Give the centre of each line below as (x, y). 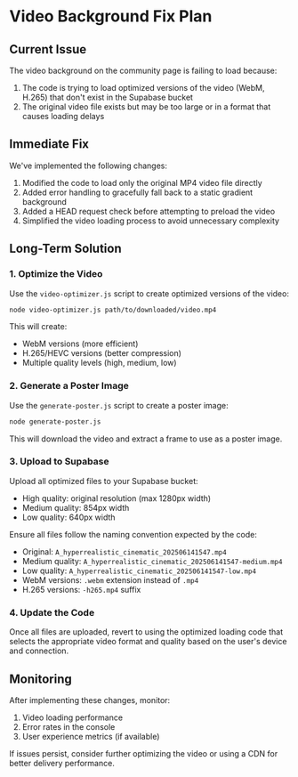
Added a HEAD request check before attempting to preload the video (149, 211)
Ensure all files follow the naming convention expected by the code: (133, 534)
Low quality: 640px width (68, 517)
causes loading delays (63, 116)
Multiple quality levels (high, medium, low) (99, 363)
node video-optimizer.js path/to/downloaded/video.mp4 (113, 310)
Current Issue (48, 49)
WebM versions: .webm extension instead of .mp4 (110, 579)
